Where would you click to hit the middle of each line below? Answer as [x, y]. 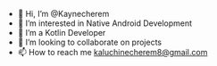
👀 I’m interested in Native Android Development [105, 23]
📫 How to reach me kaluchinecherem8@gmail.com [113, 52]
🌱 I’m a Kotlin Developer [62, 33]
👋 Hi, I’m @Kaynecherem [63, 14]
